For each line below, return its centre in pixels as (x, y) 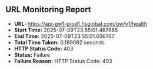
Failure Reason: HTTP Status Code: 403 (63, 61)
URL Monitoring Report (49, 10)
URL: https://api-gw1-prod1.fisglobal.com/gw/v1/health (81, 23)
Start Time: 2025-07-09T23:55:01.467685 (66, 30)
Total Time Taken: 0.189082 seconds (59, 42)
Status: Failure (32, 54)
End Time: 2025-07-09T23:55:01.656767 (64, 36)
